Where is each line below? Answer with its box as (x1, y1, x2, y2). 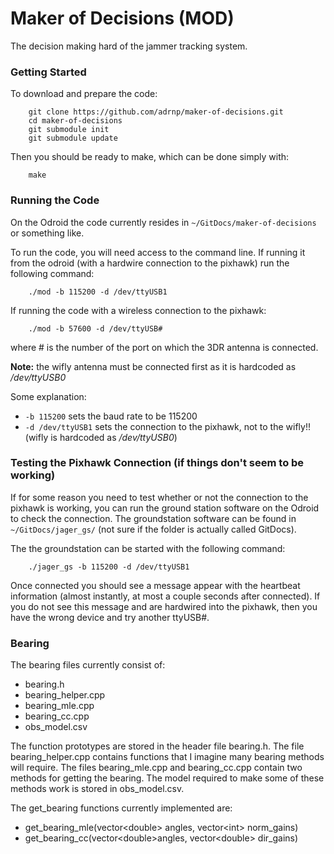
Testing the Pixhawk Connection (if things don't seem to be (10, 456, 305, 470)
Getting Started (10, 65, 87, 79)
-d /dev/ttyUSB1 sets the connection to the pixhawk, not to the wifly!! (24, 420, 311, 432)
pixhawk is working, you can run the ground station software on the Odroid (10, 502, 320, 514)
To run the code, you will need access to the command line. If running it (10, 246, 306, 258)
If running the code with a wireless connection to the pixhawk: (10, 304, 267, 316)
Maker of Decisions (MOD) (10, 7, 235, 30)
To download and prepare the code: (10, 88, 158, 100)
